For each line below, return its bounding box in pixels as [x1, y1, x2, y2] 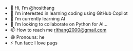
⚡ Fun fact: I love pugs [10, 40, 58, 46]
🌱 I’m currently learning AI [10, 16, 66, 21]
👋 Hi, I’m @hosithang [10, 5, 55, 11]
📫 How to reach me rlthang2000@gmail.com [10, 27, 107, 33]
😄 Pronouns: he [10, 34, 45, 40]
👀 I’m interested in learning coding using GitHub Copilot [10, 10, 128, 16]
